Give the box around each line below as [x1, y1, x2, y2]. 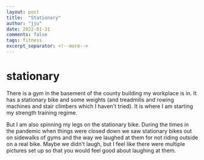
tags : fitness [6, 37, 43, 43]
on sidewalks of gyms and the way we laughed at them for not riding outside [6, 134, 199, 141]
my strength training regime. [6, 109, 77, 116]
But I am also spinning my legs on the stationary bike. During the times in [6, 120, 189, 128]
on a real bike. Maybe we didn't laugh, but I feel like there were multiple [6, 140, 186, 147]
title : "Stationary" [6, 15, 62, 21]
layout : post [6, 9, 40, 15]
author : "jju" [6, 20, 43, 26]
